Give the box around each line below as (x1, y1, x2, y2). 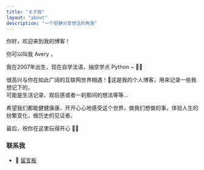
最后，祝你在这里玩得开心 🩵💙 (6, 125, 79, 132)
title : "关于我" (6, 8, 45, 15)
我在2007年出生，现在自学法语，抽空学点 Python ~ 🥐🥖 (6, 63, 143, 70)
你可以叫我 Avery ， (6, 50, 56, 58)
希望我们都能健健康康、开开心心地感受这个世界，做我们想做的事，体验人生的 (6, 104, 199, 112)
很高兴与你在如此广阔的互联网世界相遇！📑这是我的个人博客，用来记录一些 (6, 76, 192, 84)
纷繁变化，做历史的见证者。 (6, 112, 76, 119)
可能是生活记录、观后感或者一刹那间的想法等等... (6, 92, 129, 99)
